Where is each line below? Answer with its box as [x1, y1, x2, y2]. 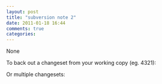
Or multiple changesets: [6, 71, 65, 78]
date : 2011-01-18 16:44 [6, 20, 66, 26]
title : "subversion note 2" [6, 14, 77, 20]
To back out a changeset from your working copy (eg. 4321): [6, 59, 157, 67]
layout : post [6, 8, 39, 15]
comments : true [6, 25, 44, 32]
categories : [6, 31, 36, 37]
